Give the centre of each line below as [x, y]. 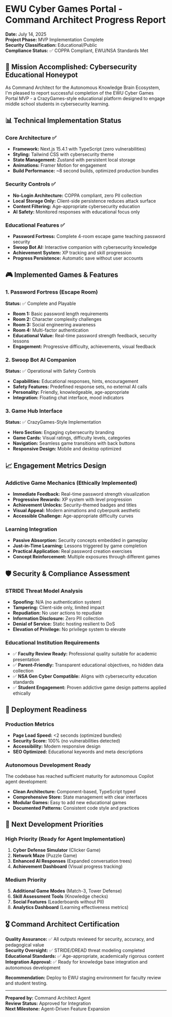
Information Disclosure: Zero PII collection [58, 618]
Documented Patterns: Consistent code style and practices [76, 808]
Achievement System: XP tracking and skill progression [72, 253]
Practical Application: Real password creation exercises [72, 551]
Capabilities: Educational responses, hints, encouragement [76, 382]
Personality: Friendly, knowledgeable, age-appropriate [71, 392]
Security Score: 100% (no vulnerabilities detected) [66, 740]
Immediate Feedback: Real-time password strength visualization [81, 494]
